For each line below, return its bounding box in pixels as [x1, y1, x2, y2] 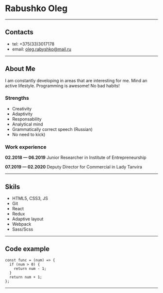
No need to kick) [12, 131, 46, 137]
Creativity [12, 106, 32, 111]
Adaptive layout [12, 216, 44, 222]
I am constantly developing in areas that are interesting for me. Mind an [5, 77, 147, 83]
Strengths [5, 95, 29, 102]
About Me [5, 65, 35, 73]
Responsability [12, 116, 42, 122]
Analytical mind [12, 121, 43, 127]
